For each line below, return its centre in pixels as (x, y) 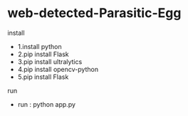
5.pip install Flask (43, 77)
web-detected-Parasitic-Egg (94, 13)
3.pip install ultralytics (50, 61)
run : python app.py (47, 104)
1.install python (40, 46)
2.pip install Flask (43, 54)
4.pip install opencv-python (58, 69)
